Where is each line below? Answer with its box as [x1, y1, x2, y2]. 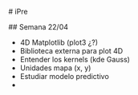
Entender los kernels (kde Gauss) [19, 55, 131, 64]
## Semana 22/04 [8, 22, 69, 31]
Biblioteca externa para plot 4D [19, 46, 124, 55]
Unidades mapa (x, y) [19, 63, 91, 73]
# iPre [8, 7, 28, 16]
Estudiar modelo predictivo [19, 72, 110, 81]
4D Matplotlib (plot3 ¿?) [19, 38, 99, 47]
